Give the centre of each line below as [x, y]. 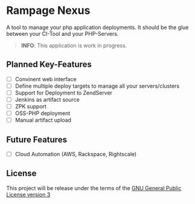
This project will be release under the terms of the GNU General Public [94, 188]
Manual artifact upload [43, 120]
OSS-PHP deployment [43, 113]
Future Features [37, 140]
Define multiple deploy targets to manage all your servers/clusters [97, 86]
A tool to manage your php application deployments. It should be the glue [97, 27]
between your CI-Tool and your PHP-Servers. [62, 33]
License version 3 [28, 194]
